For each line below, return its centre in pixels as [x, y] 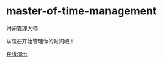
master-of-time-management [81, 11]
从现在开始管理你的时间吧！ [40, 41]
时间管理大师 [22, 28]
